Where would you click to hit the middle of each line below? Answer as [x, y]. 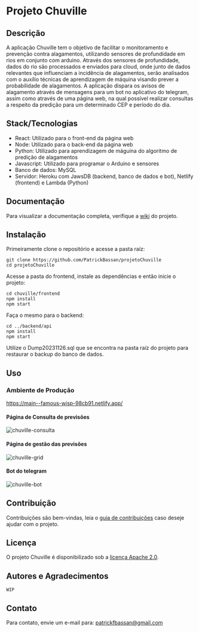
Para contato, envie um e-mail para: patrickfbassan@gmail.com [85, 622]
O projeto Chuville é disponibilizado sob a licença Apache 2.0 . [82, 557]
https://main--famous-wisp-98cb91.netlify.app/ [65, 403]
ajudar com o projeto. [33, 524]
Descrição [26, 33]
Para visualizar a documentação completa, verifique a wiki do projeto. [92, 216]
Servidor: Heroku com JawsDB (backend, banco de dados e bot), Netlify [104, 176]
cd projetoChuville [30, 265]
